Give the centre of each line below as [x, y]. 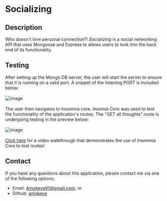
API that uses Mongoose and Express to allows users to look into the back [81, 45]
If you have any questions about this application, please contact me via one [82, 173]
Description [24, 27]
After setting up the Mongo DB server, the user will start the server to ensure [83, 77]
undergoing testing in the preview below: [47, 119]
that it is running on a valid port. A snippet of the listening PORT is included [82, 82]
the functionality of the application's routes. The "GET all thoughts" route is [82, 114]
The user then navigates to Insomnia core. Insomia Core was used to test [80, 109]
